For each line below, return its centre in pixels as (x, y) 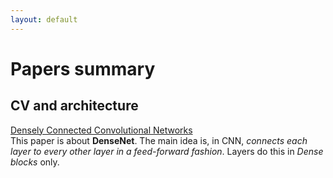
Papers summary (83, 68)
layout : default (44, 19)
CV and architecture (74, 106)
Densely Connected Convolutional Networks (101, 130)
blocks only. (35, 162)
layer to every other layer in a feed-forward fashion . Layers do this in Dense (167, 151)
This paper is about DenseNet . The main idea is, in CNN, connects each (159, 140)
